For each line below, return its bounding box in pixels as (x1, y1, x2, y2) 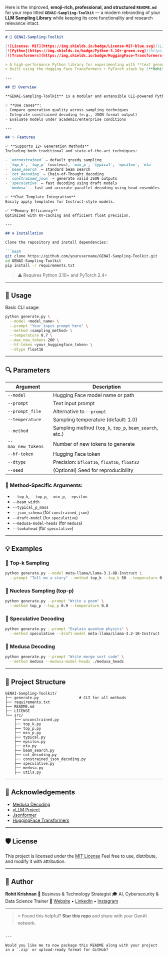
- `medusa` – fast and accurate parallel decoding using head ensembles (5, 185, 160, 191)
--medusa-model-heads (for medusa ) (12, 520, 82, 526)
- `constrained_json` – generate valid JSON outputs (5, 176, 117, 181)
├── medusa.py (14, 765, 43, 770)
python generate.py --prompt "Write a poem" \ (5, 598, 104, 604)
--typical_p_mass (12, 505, 49, 510)
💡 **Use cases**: (5, 103, 41, 108)
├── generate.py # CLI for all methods (5, 695, 126, 700)
